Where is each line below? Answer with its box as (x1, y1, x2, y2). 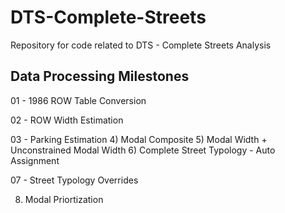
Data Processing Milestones (10, 68, 190, 85)
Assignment (10, 154, 60, 166)
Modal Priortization (24, 193, 104, 205)
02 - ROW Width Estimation (10, 114, 124, 126)
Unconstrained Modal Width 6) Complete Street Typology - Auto (10, 144, 276, 156)
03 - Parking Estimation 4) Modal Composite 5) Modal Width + (10, 133, 268, 145)
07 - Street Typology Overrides (10, 174, 139, 186)
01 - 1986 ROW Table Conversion (10, 94, 147, 106)
